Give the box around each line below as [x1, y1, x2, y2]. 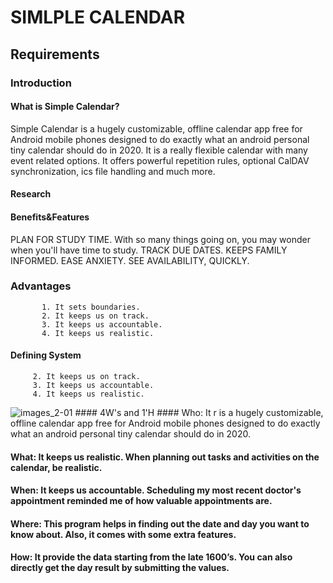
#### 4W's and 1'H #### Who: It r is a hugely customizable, [74, 407, 324, 418]
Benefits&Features [10, 211, 90, 223]
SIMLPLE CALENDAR [10, 6, 186, 29]
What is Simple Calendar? [10, 101, 120, 113]
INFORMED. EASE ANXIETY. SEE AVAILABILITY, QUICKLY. [10, 254, 250, 266]
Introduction [10, 76, 72, 90]
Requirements [10, 46, 100, 63]
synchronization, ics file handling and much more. [10, 165, 216, 177]
